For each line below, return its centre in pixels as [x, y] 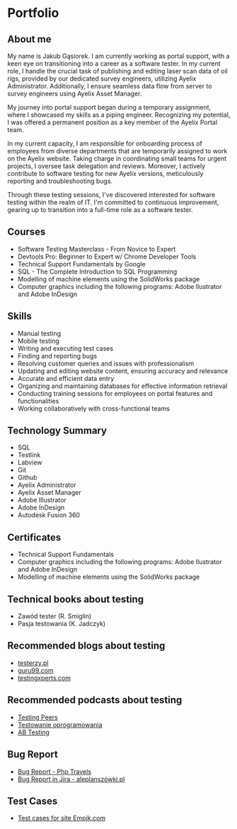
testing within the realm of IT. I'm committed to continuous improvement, [113, 202]
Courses [27, 232]
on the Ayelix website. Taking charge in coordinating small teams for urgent [117, 158]
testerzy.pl [33, 663]
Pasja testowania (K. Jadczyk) [62, 624]
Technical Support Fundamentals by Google [82, 264]
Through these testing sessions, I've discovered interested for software [111, 195]
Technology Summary [57, 431]
